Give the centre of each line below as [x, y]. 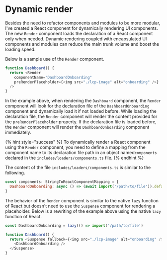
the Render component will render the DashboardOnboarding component [77, 127]
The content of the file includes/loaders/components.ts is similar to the [78, 168]
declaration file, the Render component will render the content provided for [81, 117]
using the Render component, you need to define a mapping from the [75, 147]
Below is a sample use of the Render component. [55, 59]
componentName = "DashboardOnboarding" [53, 77]
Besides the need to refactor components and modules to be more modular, [83, 23]
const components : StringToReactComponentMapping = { [62, 182]
